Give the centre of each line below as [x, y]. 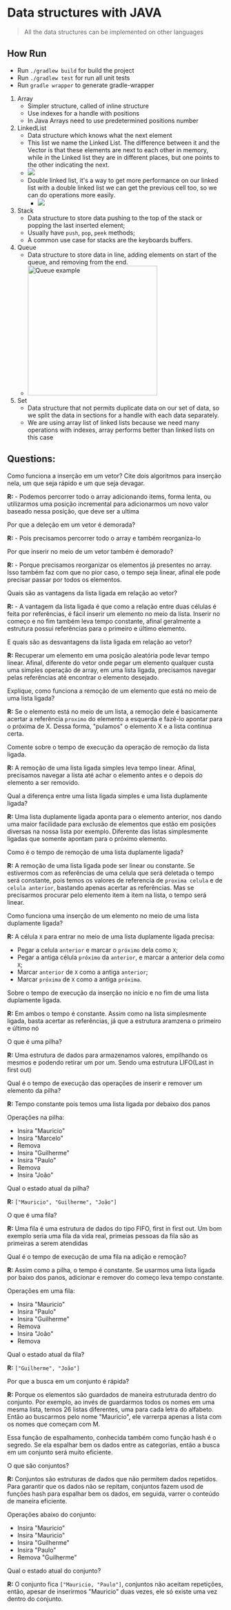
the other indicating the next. [69, 165]
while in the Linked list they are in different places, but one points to [123, 157]
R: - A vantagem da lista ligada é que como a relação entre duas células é [112, 606]
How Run [27, 54]
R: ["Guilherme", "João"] [44, 1368]
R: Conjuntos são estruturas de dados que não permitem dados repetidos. [112, 1478]
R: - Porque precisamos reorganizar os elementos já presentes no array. [110, 565]
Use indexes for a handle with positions [83, 113]
